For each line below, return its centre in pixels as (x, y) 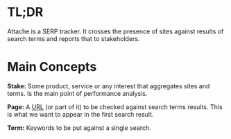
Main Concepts (52, 67)
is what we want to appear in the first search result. (80, 114)
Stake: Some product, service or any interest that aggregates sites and (109, 86)
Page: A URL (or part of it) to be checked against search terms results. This (115, 107)
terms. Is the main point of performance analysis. (77, 93)
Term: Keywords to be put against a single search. (79, 128)
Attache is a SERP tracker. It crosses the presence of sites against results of (115, 31)
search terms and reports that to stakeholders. (74, 38)
